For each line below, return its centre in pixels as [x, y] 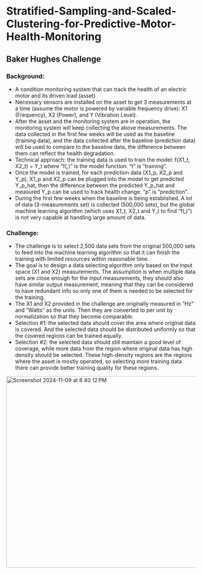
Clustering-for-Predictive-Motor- [91, 24]
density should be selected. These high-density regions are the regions [103, 355]
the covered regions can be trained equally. [69, 336]
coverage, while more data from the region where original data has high [103, 348]
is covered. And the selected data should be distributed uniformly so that [105, 329]
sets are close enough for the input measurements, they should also [99, 278]
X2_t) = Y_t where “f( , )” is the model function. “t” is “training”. [91, 166]
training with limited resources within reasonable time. [82, 259]
